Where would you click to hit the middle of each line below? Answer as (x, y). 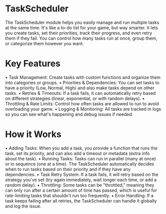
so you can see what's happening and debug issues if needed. (69, 114)
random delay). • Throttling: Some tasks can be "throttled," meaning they (80, 185)
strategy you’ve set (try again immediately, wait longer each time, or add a (81, 180)
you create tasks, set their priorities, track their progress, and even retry (79, 33)
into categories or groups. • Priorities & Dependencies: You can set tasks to (82, 82)
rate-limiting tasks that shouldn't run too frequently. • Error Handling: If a (79, 195)
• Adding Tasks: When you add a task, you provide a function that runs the (81, 148)
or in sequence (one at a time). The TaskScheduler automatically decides (80, 164)
